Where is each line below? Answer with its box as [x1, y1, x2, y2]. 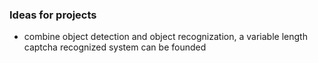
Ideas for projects [9, 8, 97, 22]
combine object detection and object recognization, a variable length [23, 31, 308, 43]
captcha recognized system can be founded [23, 41, 207, 53]
